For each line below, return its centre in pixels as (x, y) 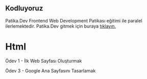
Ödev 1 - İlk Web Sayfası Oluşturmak (44, 61)
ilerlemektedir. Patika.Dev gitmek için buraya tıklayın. (61, 26)
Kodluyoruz (24, 8)
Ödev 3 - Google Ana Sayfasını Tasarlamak (51, 70)
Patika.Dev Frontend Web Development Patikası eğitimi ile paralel (74, 20)
